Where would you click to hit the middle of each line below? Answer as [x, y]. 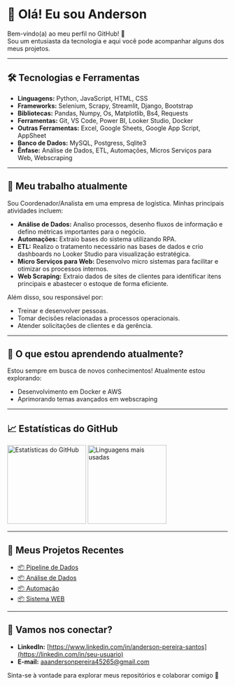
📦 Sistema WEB [41, 599]
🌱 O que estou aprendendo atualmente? [95, 353]
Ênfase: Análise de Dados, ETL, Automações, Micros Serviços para [114, 150]
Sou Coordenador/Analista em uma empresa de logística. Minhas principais [116, 203]
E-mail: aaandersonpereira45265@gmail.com [83, 662]
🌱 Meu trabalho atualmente [67, 186]
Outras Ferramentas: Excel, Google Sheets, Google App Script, [109, 128]
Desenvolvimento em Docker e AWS [70, 392]
